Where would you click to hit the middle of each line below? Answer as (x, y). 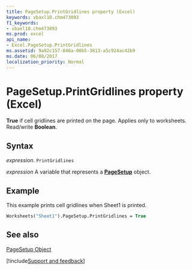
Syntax (20, 146)
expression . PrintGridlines (40, 160)
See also (22, 235)
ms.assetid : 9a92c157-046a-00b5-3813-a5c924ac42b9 (71, 51)
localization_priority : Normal (45, 62)
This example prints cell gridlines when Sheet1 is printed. (76, 205)
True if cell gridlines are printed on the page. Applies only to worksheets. (97, 121)
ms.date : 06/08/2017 (32, 56)
